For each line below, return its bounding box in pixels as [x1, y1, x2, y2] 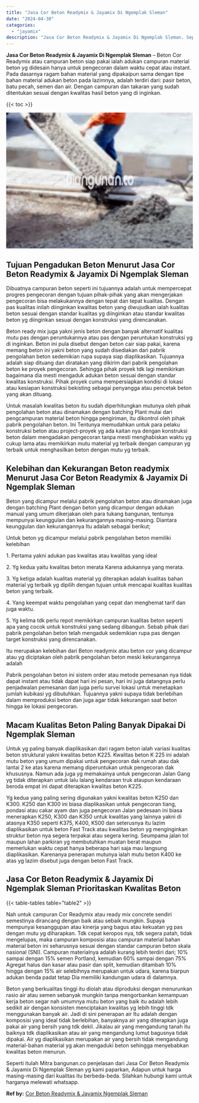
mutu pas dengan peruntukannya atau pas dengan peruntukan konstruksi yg [6, 334, 193, 341]
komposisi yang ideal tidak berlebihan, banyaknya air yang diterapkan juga [6, 1017, 188, 1024]
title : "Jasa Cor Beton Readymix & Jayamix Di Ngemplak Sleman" [6, 9, 168, 15]
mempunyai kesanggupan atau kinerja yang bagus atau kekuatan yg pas [6, 923, 183, 930]
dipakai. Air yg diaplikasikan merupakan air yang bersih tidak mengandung [6, 1035, 188, 1043]
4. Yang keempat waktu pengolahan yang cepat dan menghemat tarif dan [6, 599, 185, 607]
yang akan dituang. [6, 391, 53, 398]
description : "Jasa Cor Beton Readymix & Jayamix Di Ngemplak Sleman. [6, 34, 184, 41]
